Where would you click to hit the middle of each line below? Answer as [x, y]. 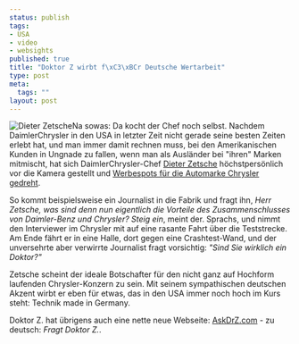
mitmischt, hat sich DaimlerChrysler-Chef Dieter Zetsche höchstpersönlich [146, 164]
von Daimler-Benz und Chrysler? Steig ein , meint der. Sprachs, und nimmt [145, 219]
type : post [29, 76]
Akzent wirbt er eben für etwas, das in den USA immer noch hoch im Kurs [145, 294]
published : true [39, 59]
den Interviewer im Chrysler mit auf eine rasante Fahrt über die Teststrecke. [148, 229]
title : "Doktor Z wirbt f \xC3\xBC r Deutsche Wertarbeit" [117, 68]
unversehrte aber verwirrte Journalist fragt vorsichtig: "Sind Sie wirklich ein [148, 248]
